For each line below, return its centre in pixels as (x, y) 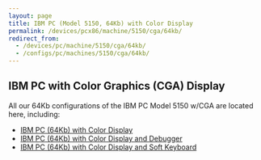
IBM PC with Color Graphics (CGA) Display (117, 86)
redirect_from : (34, 38)
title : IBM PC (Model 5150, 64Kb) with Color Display (101, 23)
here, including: (34, 114)
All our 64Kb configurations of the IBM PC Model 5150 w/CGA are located (131, 105)
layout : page (30, 16)
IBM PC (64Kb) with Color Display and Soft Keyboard (108, 147)
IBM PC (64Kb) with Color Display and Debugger (101, 138)
